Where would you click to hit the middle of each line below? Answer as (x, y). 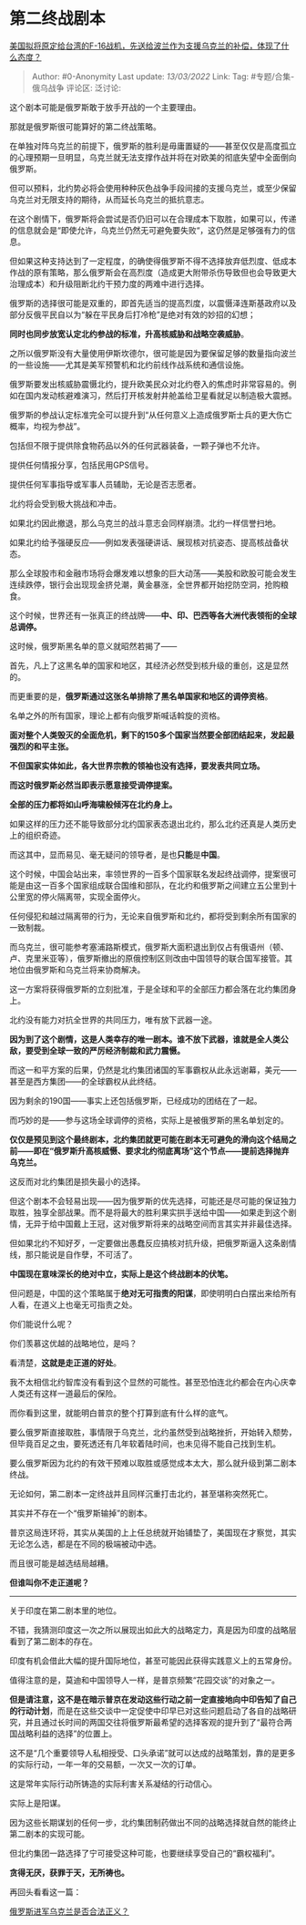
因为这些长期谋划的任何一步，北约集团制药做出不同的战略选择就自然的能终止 (153, 1822)
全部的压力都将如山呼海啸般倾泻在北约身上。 (93, 804)
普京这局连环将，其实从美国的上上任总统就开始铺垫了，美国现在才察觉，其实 (153, 1532)
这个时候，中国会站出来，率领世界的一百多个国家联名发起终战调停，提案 (145, 874)
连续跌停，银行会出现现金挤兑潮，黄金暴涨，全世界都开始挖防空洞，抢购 (145, 584)
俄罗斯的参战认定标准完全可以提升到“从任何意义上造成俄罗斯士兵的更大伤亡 (151, 415)
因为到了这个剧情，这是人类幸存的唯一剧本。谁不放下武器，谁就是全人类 (145, 1039)
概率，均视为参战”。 (47, 426)
